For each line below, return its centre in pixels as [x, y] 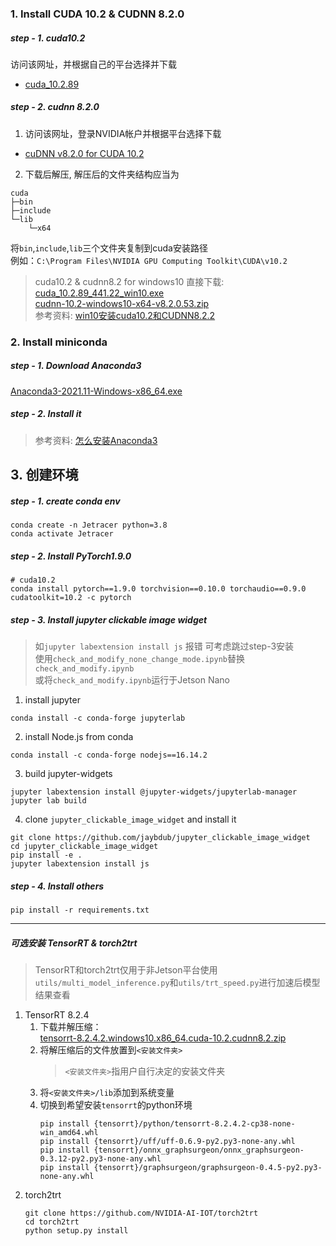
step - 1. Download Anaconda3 [76, 366]
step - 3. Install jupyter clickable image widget [109, 619]
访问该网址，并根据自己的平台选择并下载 [93, 64]
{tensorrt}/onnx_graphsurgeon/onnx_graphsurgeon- [199, 1150]
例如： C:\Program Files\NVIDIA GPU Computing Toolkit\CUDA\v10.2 [149, 260]
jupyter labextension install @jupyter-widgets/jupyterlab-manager [154, 792]
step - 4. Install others [57, 886]
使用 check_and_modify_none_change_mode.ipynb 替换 [139, 659]
